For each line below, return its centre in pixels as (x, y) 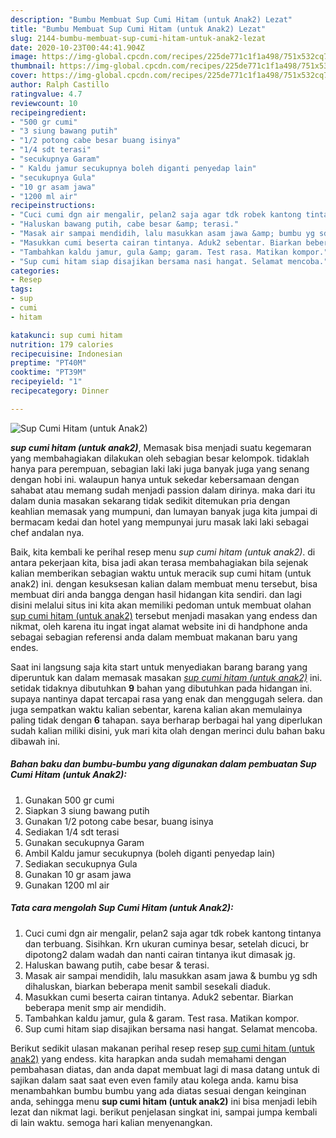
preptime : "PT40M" (48, 363)
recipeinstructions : (53, 206)
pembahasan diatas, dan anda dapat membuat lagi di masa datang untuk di (165, 1069)
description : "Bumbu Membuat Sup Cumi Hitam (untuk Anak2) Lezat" (151, 19)
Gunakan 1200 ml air (67, 885)
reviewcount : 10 (44, 103)
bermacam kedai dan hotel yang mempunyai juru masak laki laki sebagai (159, 522)
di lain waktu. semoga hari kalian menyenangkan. (111, 1122)
